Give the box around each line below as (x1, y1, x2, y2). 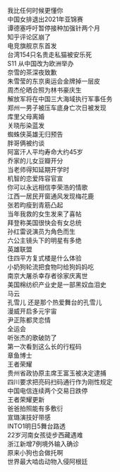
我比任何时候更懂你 (7, 6, 64, 14)
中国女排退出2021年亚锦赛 (7, 15, 83, 23)
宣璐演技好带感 (7, 413, 51, 421)
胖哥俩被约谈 (7, 139, 44, 147)
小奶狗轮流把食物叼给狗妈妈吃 (7, 263, 94, 271)
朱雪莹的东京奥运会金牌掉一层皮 (7, 77, 100, 85)
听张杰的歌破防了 (7, 333, 57, 342)
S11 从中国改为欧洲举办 (7, 59, 74, 67)
